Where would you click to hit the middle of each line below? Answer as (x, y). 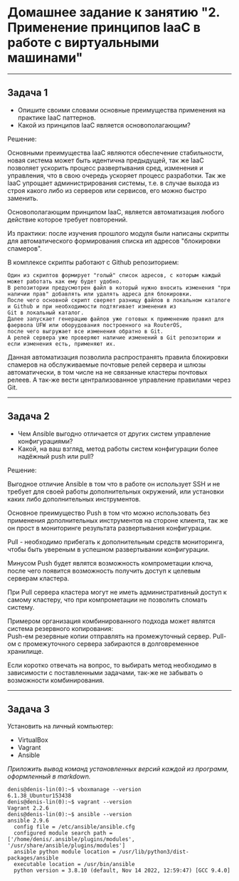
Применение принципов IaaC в (104, 27)
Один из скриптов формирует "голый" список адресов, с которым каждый (114, 275)
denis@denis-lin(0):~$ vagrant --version (70, 802)
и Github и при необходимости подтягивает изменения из (92, 306)
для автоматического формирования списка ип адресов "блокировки (114, 241)
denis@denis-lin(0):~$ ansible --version (70, 815)
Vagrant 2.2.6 (28, 808)
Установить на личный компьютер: (60, 726)
